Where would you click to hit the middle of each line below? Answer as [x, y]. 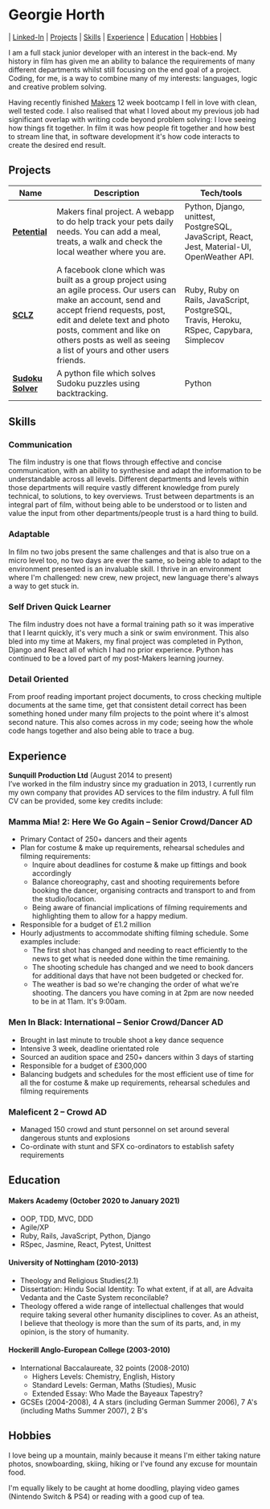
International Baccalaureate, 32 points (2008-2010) [105, 1368]
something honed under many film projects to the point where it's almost [129, 714]
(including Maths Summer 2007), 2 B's [84, 1411]
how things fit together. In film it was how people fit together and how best [132, 128]
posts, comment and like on [108, 329]
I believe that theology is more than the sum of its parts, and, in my [130, 1323]
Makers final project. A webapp [115, 211]
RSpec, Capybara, [219, 329]
